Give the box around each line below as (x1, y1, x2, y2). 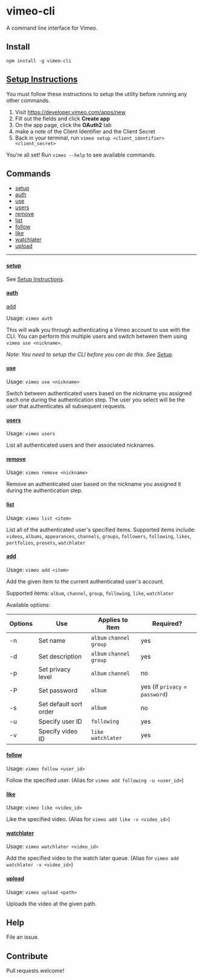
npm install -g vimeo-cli (6, 57, 71, 64)
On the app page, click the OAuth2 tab (14, 121, 112, 128)
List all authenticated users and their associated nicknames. (6, 441, 155, 449)
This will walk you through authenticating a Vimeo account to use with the (6, 326, 190, 333)
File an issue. (6, 933, 39, 941)
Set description (38, 652, 82, 660)
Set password (38, 686, 78, 695)
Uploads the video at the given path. (6, 900, 97, 907)
